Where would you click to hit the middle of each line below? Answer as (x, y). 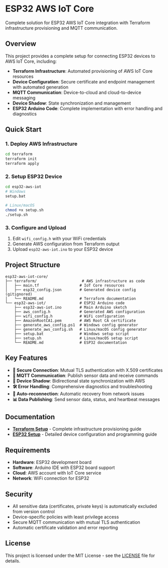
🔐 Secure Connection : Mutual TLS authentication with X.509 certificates (88, 370)
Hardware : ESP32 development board (52, 462)
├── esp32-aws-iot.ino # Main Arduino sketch (71, 307)
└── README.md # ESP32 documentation (71, 342)
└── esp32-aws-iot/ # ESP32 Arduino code (65, 303)
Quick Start (23, 129)
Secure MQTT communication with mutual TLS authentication (76, 522)
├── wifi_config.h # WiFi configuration (69, 316)
